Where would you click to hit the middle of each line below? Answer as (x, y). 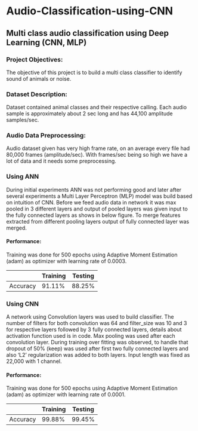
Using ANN (23, 176)
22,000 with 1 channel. (34, 361)
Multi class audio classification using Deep (87, 33)
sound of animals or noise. (39, 78)
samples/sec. (23, 120)
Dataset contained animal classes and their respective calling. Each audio (96, 107)
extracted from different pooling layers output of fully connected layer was (98, 221)
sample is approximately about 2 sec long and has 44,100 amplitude (89, 114)
